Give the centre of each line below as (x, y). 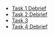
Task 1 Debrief (29, 8)
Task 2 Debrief (30, 14)
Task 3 (20, 20)
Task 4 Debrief (30, 26)
